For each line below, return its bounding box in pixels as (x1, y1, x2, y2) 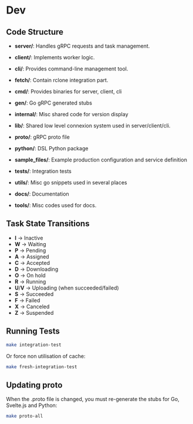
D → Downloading (14, 265, 59, 272)
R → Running (14, 278, 46, 285)
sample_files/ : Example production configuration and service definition (14, 156, 188, 163)
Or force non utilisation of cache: (6, 352, 86, 359)
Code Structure (6, 27, 63, 37)
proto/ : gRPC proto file (14, 133, 70, 140)
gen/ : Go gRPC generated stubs (14, 99, 93, 106)
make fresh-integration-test (6, 364, 77, 370)
